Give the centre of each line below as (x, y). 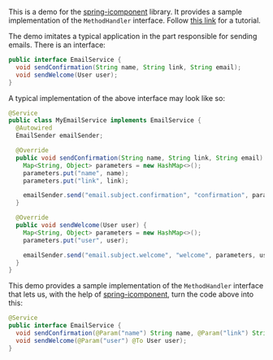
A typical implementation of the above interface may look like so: (117, 98)
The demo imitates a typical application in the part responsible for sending (133, 36)
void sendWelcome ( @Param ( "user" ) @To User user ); (101, 340)
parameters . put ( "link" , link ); (76, 181)
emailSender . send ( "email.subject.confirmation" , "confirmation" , (136, 195)
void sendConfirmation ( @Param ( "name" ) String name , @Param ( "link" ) (132, 333)
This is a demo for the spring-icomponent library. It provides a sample (125, 12)
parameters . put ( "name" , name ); (76, 173)
